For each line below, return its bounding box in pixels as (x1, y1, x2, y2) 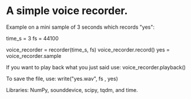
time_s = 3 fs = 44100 (6, 35, 59, 42)
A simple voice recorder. (6, 4, 128, 18)
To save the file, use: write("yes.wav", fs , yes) (6, 75, 119, 82)
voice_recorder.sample (6, 52, 62, 59)
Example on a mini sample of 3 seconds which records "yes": (6, 23, 155, 30)
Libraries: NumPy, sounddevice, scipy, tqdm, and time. (6, 86, 138, 93)
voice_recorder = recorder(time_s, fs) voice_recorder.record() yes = (6, 46, 170, 53)
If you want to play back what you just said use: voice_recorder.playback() (6, 63, 186, 71)
